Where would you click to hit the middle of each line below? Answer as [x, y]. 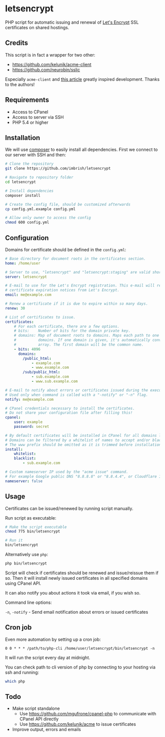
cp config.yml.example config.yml [41, 209]
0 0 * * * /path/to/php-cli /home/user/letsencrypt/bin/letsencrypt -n [80, 648]
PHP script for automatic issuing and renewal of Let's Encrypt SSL [72, 22]
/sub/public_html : [41, 372]
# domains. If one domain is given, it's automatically [82, 340]
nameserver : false [24, 481]
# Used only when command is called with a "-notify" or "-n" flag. [77, 395]
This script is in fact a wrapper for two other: [50, 55]
